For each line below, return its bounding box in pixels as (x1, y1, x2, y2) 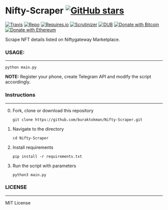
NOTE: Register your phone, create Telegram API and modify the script (5, 74, 151, 80)
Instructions (5, 91, 36, 98)
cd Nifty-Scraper (12, 135, 49, 141)
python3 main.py (12, 172, 46, 177)
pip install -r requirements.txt (12, 154, 82, 159)
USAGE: (5, 49, 25, 56)
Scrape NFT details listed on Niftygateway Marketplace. (5, 36, 120, 42)
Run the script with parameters (12, 163, 76, 169)
